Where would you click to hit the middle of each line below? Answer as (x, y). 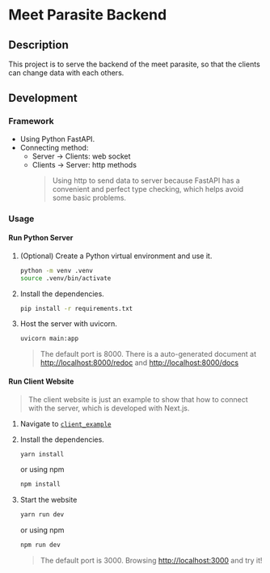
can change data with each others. (66, 73)
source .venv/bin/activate (65, 278)
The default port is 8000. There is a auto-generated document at (148, 354)
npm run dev (40, 545)
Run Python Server (41, 238)
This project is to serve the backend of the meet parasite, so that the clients (134, 64)
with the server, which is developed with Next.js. (109, 408)
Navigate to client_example (65, 423)
